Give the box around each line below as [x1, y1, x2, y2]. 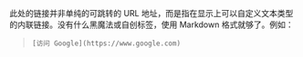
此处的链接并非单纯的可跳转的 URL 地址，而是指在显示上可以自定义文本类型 [9, 8, 294, 18]
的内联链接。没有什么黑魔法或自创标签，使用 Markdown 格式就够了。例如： [9, 19, 294, 30]
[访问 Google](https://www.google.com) [31, 39, 181, 48]
